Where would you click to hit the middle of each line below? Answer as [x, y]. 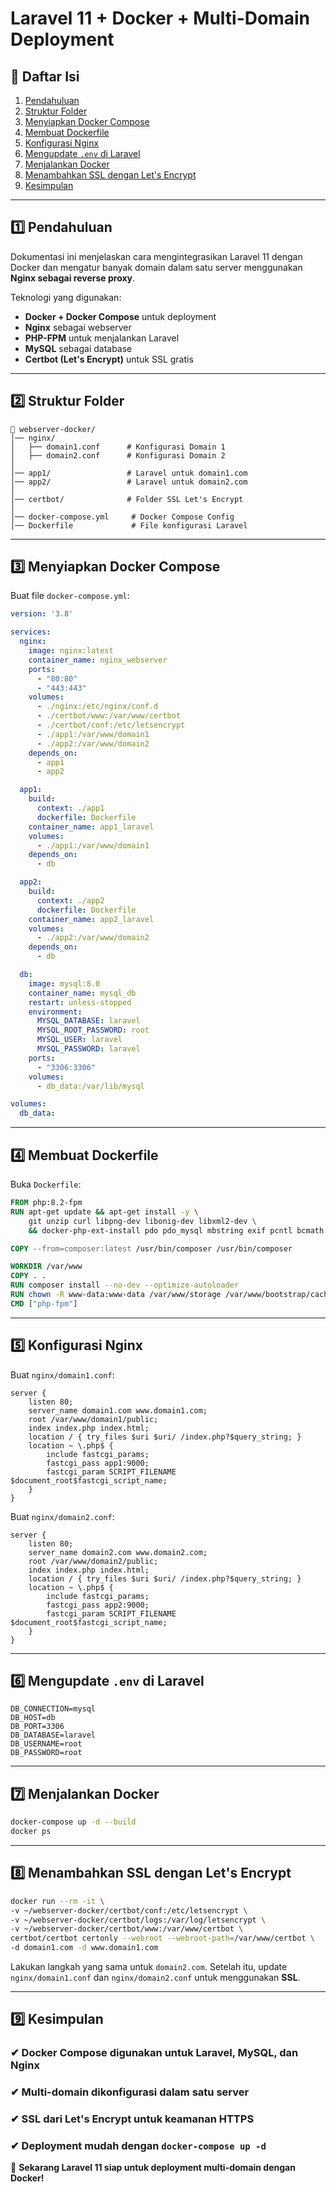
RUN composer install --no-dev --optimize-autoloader [125, 1285]
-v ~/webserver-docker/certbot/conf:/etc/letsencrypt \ [129, 1910]
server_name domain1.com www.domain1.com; [118, 1410]
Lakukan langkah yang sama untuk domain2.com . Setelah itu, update [149, 1966]
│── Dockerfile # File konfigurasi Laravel [129, 525]
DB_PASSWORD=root [46, 1753]
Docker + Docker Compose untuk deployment [120, 316]
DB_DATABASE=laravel [53, 1735]
